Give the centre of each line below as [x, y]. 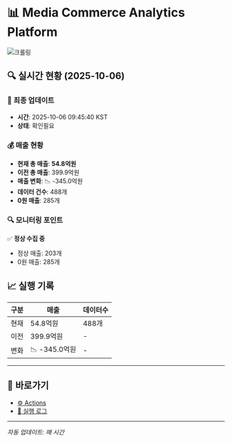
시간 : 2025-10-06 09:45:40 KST [62, 117]
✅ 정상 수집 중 [26, 239]
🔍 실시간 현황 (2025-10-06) [66, 76]
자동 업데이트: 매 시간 [36, 432]
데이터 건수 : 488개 [42, 192]
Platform [32, 32]
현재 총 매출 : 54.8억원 [47, 163]
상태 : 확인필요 [36, 125]
